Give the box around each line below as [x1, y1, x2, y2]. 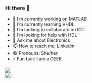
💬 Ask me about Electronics [12, 37, 70, 43]
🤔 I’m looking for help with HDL [12, 32, 77, 38]
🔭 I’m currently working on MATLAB [12, 16, 87, 22]
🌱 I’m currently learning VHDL [12, 21, 75, 27]
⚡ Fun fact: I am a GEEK [12, 56, 62, 62]
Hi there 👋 [5, 5, 30, 12]
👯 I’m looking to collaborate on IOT [12, 27, 85, 33]
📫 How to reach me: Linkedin [12, 43, 75, 49]
